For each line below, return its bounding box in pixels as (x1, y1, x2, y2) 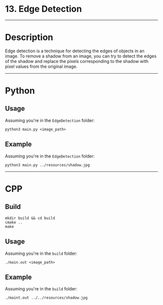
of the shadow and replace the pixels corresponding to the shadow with (5, 58, 149, 64)
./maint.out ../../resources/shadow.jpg (5, 295, 88, 301)
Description (5, 32, 53, 43)
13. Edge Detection (5, 3, 82, 15)
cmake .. (5, 220, 23, 225)
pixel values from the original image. (5, 63, 78, 69)
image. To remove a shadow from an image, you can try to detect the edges (5, 53, 157, 59)
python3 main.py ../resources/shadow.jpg (5, 163, 90, 167)
